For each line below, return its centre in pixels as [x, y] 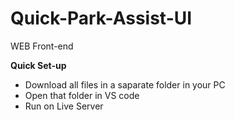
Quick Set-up [38, 65]
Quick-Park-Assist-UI [101, 18]
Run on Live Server [64, 106]
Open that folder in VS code [82, 95]
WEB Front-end [42, 46]
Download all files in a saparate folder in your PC [125, 84]
